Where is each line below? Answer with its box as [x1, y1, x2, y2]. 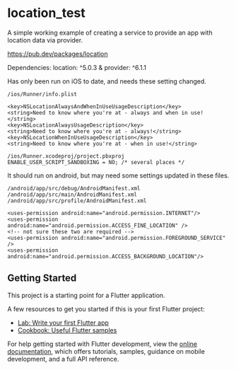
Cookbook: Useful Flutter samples [17, 325, 117, 334]
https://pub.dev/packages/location [7, 50, 108, 58]
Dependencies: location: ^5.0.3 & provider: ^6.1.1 [7, 63, 147, 71]
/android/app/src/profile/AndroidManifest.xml [7, 197, 147, 204]
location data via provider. [7, 35, 83, 44]
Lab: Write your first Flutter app [17, 318, 110, 327]
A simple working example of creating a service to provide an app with [7, 28, 213, 37]
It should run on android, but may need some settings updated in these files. [7, 171, 230, 180]
